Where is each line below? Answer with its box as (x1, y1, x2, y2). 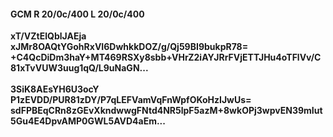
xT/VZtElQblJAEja (10, 30, 87, 42)
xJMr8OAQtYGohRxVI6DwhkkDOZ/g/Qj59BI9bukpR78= (10, 41, 249, 53)
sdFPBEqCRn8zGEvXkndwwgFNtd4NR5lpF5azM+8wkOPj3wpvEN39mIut (10, 105, 323, 117)
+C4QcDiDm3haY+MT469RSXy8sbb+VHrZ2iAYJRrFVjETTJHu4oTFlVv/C (10, 51, 322, 64)
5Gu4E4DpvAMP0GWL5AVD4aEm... (10, 115, 166, 127)
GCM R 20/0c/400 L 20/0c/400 (10, 8, 145, 20)
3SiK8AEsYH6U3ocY (10, 83, 100, 95)
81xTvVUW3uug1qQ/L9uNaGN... (10, 62, 149, 74)
